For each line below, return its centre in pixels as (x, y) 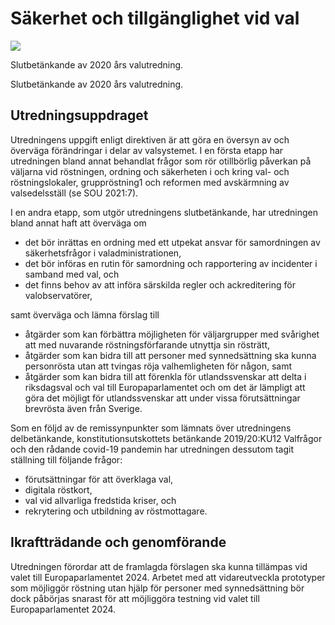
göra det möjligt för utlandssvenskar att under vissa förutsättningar (162, 398)
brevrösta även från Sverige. (83, 408)
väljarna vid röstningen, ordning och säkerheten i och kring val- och (150, 171)
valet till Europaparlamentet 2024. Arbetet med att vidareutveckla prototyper (168, 577)
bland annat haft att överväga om (78, 223)
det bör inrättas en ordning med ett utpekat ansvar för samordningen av (172, 242)
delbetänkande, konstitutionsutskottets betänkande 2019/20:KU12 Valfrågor (166, 438)
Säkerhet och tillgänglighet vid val (155, 18)
